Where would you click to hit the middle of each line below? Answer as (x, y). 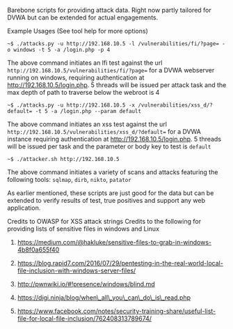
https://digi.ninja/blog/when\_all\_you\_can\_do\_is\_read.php (104, 298)
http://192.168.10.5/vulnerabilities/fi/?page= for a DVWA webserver (111, 70)
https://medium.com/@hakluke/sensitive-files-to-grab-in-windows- (114, 242)
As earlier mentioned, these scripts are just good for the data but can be (111, 193)
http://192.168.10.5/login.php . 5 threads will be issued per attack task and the (117, 85)
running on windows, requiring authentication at (76, 77)
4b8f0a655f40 (38, 250)
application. (24, 208)
